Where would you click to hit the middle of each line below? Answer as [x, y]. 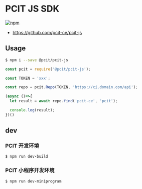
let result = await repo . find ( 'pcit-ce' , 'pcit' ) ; [64, 101]
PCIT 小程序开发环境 [30, 170]
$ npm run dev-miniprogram [33, 181]
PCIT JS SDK [32, 9]
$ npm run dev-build [27, 157]
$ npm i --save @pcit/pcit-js [37, 60]
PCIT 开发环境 [22, 146]
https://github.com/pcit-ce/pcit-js [47, 32]
